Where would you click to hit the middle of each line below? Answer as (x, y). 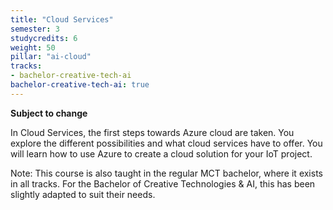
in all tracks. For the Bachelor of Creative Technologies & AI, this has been (163, 183)
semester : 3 (35, 29)
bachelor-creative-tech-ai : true (80, 85)
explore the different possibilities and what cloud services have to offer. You (166, 143)
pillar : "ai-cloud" (51, 57)
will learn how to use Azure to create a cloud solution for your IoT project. (161, 153)
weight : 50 (33, 47)
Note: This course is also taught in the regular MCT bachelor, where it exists (166, 173)
